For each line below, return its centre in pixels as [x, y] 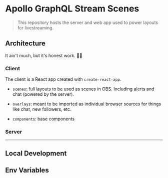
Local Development [36, 153]
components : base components [43, 119]
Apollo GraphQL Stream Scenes [72, 9]
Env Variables [27, 170]
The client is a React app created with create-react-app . [63, 79]
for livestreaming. [35, 27]
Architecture [25, 44]
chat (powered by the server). [43, 94]
